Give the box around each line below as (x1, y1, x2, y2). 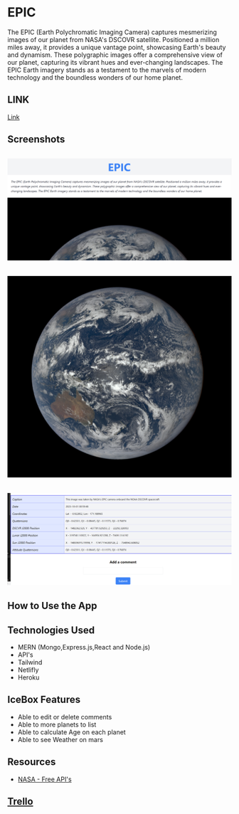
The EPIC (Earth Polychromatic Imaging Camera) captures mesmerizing (7, 28, 217, 36)
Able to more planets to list (17, 720, 97, 729)
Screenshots (7, 133, 65, 146)
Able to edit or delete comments (17, 712, 112, 721)
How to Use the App (7, 600, 97, 612)
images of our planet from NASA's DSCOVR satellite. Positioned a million (7, 35, 220, 43)
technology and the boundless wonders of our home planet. (7, 73, 184, 82)
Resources (7, 756, 56, 768)
